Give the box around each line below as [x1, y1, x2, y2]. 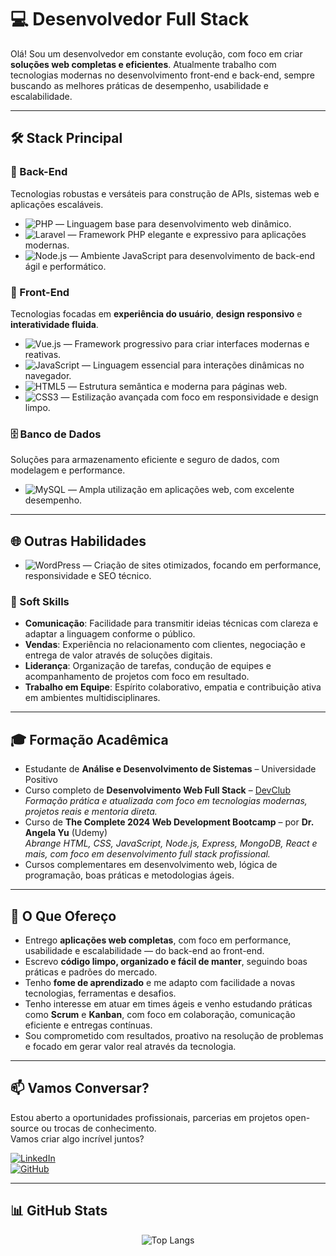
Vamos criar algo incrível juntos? [10, 1132, 145, 1145]
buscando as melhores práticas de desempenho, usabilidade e [10, 79, 270, 91]
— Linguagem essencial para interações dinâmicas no [81, 359, 305, 371]
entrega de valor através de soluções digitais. [24, 649, 213, 661]
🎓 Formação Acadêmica [10, 731, 169, 748]
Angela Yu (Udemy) [24, 827, 108, 839]
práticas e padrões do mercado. [24, 966, 158, 978]
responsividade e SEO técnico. [24, 570, 152, 582]
